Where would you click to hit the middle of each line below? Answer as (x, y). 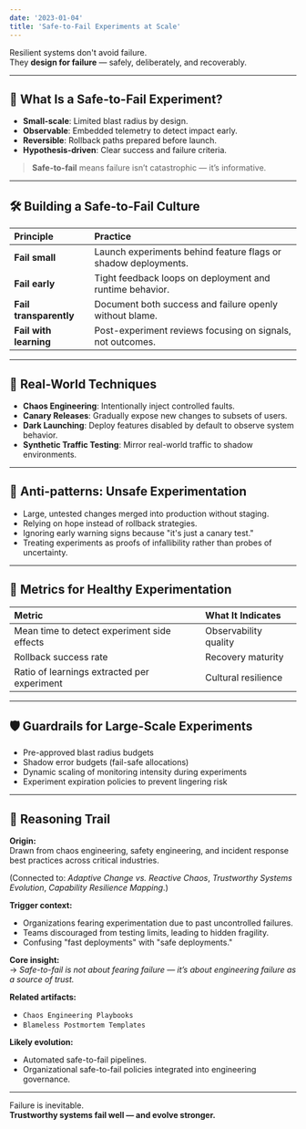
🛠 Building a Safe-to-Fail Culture (105, 206)
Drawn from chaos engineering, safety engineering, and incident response (149, 851)
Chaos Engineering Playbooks (78, 1016)
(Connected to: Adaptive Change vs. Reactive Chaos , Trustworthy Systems (151, 878)
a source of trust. (42, 979)
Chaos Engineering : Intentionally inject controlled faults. (128, 406)
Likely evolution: (41, 1042)
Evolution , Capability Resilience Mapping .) (89, 888)
